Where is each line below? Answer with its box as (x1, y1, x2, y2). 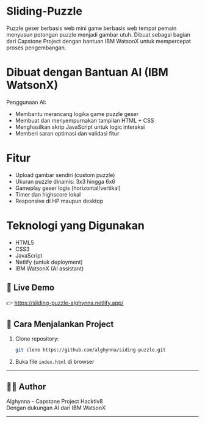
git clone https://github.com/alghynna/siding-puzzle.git (15, 347, 166, 353)
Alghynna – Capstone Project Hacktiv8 (6, 398, 104, 405)
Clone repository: (15, 335, 59, 342)
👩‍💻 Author (6, 381, 46, 392)
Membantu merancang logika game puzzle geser (15, 110, 139, 117)
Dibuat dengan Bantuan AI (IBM (6, 65, 169, 79)
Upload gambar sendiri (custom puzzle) (15, 171, 115, 178)
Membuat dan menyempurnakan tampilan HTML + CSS (15, 117, 154, 124)
